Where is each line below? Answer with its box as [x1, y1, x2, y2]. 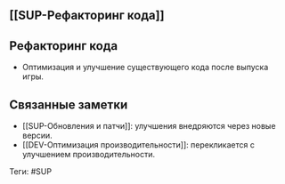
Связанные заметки [9, 97, 128, 112]
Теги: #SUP [9, 166, 52, 177]
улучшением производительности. [21, 149, 156, 160]
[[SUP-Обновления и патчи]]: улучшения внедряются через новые [21, 121, 276, 132]
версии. [21, 130, 53, 141]
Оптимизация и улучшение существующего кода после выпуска [21, 62, 269, 73]
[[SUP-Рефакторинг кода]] [9, 8, 165, 23]
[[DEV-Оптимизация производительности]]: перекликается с [21, 140, 256, 150]
